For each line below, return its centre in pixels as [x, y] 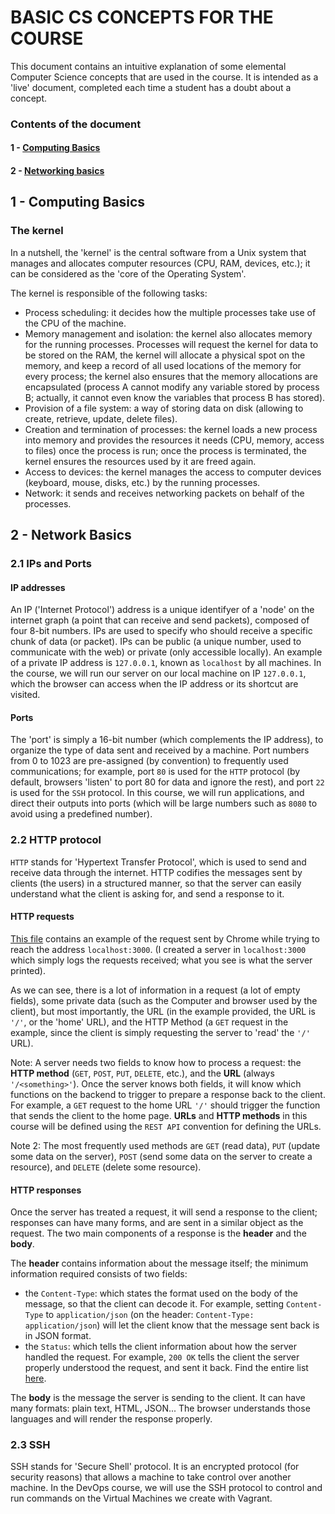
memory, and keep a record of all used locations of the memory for [163, 365]
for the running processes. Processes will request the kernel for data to [171, 344]
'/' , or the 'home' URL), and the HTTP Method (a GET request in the [149, 1022]
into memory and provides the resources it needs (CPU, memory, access [174, 440]
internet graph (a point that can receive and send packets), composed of [160, 620]
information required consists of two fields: [99, 1274]
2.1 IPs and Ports [51, 564]
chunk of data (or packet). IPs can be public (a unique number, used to [156, 642]
